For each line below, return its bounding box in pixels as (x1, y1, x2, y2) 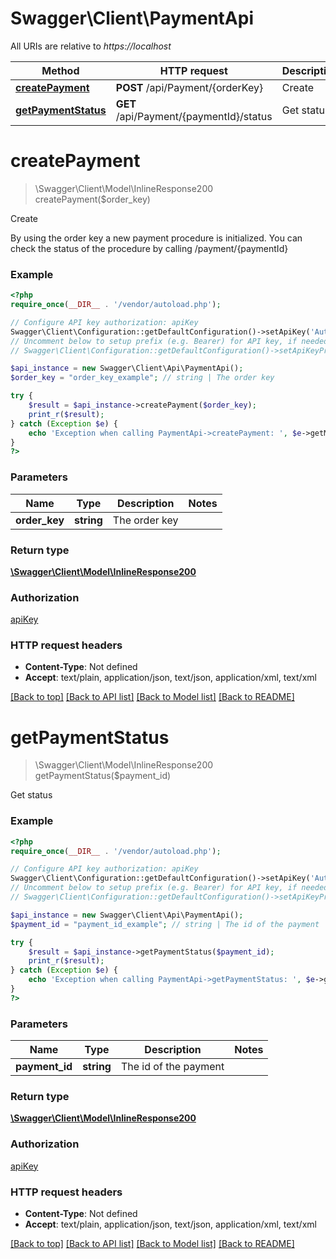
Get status (10, 789, 53, 801)
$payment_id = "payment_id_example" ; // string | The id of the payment (10, 919, 320, 929)
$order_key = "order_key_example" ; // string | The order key (10, 373, 275, 383)
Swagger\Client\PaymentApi (10, 7, 254, 30)
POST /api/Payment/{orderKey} (115, 80, 264, 94)
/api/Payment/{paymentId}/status (115, 109, 273, 123)
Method (41, 63, 80, 77)
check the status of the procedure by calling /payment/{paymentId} (10, 242, 289, 254)
